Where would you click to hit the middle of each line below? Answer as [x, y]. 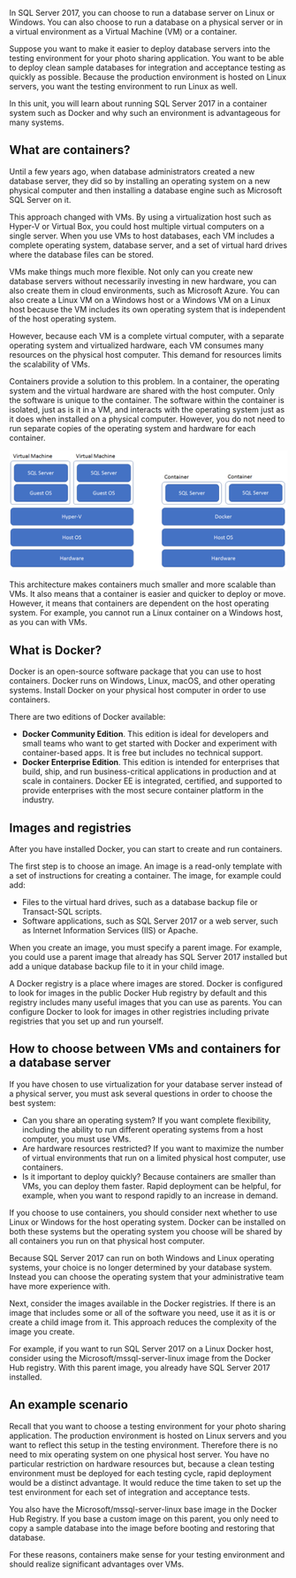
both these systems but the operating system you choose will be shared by [146, 1231]
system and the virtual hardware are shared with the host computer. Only [142, 391]
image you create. [42, 1331]
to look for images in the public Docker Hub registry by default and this [138, 993]
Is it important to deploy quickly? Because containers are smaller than [149, 1176]
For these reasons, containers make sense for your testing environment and [147, 1554]
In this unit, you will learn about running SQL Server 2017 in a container [138, 104]
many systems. [37, 122]
